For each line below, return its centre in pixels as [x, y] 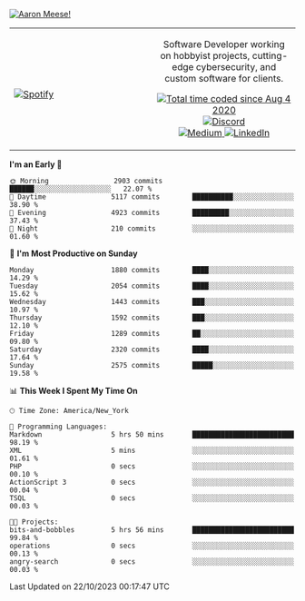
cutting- [270, 56]
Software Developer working [224, 44]
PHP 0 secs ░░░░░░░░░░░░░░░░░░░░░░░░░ [152, 467]
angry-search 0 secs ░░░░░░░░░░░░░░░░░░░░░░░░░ [152, 562]
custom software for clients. [224, 79]
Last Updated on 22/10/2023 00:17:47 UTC [90, 586]
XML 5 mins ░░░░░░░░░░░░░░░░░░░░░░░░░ [152, 450]
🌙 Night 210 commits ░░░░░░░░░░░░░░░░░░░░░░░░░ [152, 229]
